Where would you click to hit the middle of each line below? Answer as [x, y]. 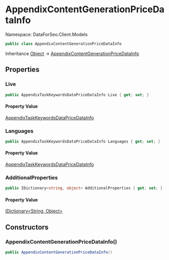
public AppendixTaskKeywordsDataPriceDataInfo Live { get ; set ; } [77, 95]
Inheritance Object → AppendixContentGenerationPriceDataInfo [72, 53]
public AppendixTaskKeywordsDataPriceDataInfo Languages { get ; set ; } [83, 141]
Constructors [27, 227]
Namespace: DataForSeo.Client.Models [47, 34]
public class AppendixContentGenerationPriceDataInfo [64, 44]
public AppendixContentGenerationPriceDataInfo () [59, 252]
